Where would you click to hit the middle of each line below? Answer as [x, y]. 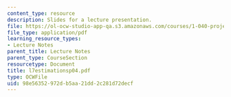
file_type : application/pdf [47, 32]
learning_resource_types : [44, 39]
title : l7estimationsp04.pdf [49, 70]
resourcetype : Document [41, 64]
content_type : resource [41, 13]
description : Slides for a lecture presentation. [80, 20]
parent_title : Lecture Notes [49, 52]
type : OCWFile [27, 77]
